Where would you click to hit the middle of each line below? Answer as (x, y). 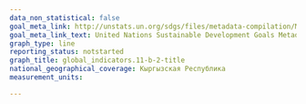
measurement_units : (46, 78)
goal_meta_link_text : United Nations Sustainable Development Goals (142, 35)
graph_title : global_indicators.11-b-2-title (97, 60)
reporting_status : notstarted (67, 52)
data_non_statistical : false (65, 18)
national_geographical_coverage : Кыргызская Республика (117, 69)
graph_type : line (42, 43)
